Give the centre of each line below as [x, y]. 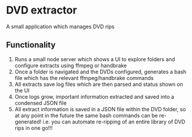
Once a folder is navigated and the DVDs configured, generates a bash [100, 72]
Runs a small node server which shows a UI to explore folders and [95, 59]
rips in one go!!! [34, 128]
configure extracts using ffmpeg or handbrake [71, 65]
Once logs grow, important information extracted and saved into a [94, 96]
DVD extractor [42, 10]
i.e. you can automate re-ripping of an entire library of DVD [114, 122]
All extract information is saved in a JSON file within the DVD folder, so [100, 109]
